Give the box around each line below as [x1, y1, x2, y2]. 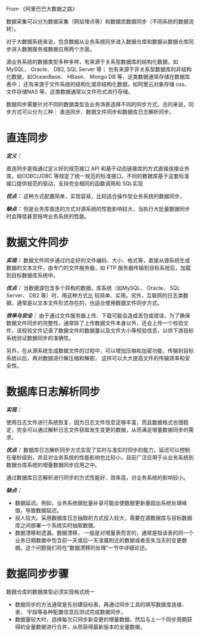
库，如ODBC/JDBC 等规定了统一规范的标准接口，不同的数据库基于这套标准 [6, 172, 189, 179]
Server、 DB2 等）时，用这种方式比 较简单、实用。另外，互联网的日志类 [6, 291, 183, 299]
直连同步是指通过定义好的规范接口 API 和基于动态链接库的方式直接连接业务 [6, 165, 190, 172]
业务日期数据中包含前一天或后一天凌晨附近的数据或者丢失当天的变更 [14, 536, 182, 543]
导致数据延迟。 [25, 506, 62, 514]
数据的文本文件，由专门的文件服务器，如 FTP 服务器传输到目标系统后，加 [6, 264, 186, 271]
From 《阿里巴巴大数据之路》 [6, 5, 78, 12]
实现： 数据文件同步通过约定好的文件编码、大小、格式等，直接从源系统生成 [6, 256, 190, 264]
